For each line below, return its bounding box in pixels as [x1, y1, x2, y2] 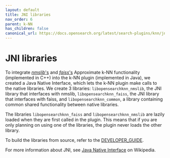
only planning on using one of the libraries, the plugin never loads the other [5, 122, 162, 128]
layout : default [5, 7, 39, 13]
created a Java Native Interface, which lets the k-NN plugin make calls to [5, 80, 157, 86]
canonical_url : [5, 31, 37, 36]
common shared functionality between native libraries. [5, 101, 119, 108]
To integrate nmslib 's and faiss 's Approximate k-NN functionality [5, 69, 140, 75]
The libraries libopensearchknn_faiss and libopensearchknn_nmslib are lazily [5, 111, 165, 117]
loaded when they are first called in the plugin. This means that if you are [5, 117, 157, 123]
